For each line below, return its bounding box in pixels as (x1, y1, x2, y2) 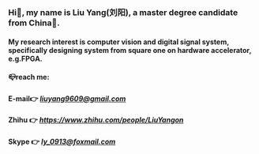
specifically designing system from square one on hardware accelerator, (8, 45, 252, 54)
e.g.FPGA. (8, 54, 43, 63)
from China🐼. (8, 17, 61, 28)
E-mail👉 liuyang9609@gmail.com (8, 93, 126, 103)
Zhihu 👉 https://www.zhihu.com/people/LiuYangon (8, 115, 184, 125)
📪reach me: (8, 73, 50, 82)
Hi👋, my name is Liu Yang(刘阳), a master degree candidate (8, 6, 238, 17)
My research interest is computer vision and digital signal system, (8, 37, 229, 47)
